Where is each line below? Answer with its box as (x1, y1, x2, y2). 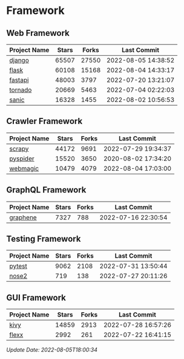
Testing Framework (6, 234, 81, 244)
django (9, 56, 29, 64)
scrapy (9, 144, 29, 152)
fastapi (9, 76, 29, 84)
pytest (9, 262, 27, 270)
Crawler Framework (6, 116, 83, 126)
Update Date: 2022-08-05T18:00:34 (6, 346, 98, 354)
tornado (9, 86, 32, 94)
